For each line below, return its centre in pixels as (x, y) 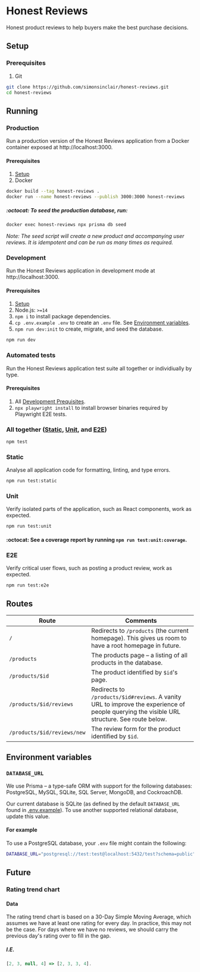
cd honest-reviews (29, 93)
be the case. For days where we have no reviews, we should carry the (92, 930)
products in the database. (127, 663)
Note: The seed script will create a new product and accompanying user (95, 236)
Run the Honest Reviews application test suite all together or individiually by (99, 368)
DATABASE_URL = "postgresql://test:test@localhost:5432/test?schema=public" (101, 854)
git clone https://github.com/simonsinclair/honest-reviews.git (87, 87)
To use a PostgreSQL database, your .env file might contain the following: (96, 843)
